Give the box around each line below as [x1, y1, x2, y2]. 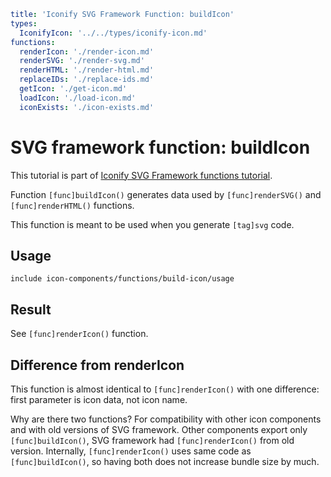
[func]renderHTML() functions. [10, 199, 135, 211]
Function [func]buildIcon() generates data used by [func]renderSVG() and [10, 188, 322, 200]
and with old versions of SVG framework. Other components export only [10, 424, 308, 435]
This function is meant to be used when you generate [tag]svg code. [10, 218, 295, 230]
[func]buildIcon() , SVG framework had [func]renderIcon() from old [10, 435, 295, 446]
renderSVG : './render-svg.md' [19, 56, 145, 66]
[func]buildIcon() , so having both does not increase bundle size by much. [10, 456, 320, 467]
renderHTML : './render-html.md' [19, 65, 155, 75]
